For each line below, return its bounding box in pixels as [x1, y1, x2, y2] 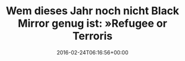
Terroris [72, 30, 113, 43]
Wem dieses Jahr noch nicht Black [5, 4, 180, 18]
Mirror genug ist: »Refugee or [17, 17, 168, 30]
